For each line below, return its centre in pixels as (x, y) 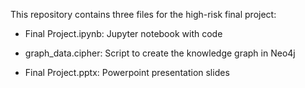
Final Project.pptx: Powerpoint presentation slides (127, 72)
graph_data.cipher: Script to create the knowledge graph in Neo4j (160, 53)
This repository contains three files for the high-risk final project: (143, 14)
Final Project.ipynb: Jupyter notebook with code (123, 33)
